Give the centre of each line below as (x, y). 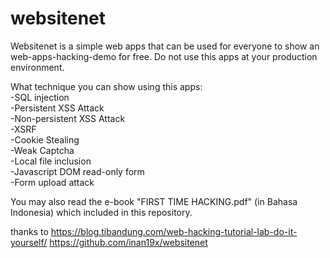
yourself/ (29, 242)
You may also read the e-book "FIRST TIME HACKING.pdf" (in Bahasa (154, 201)
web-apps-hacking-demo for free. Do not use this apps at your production (164, 56)
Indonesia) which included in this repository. (101, 212)
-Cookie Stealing (45, 139)
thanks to (29, 231)
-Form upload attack (52, 182)
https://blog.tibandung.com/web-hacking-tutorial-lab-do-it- (174, 231)
